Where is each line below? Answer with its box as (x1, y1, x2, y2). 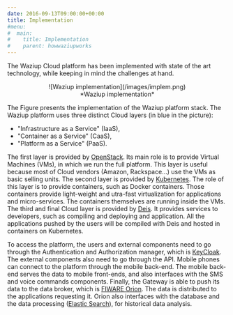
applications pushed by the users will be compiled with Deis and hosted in (7, 220, 220, 227)
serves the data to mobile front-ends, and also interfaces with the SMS (20, 270, 223, 278)
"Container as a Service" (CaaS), (17, 132, 112, 140)
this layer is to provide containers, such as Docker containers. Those (7, 183, 204, 190)
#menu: (7, 23, 27, 30)
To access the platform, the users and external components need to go (7, 240, 211, 248)
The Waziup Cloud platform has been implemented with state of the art (7, 62, 211, 70)
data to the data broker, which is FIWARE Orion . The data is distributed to (7, 285, 218, 293)
